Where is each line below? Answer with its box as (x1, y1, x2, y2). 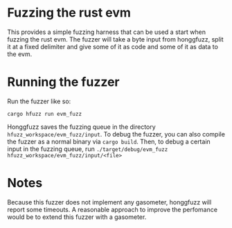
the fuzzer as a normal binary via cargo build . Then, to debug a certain (7, 137, 211, 146)
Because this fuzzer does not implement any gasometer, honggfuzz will (7, 198, 212, 206)
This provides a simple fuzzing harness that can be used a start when (7, 28, 206, 36)
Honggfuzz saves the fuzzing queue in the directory (7, 123, 156, 131)
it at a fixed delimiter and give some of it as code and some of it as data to (7, 42, 218, 51)
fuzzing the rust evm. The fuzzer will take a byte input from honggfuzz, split (7, 35, 224, 43)
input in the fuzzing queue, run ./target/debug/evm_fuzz (7, 144, 168, 153)
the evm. (7, 50, 33, 58)
